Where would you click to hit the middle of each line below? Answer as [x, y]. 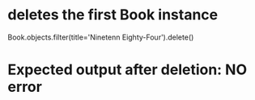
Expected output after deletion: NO [127, 70]
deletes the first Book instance [113, 15]
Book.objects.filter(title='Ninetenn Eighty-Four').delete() [101, 37]
